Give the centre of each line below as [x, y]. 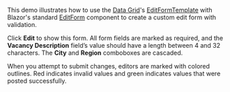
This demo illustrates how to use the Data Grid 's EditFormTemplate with [110, 10]
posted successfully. [37, 81]
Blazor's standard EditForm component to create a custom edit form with [112, 17]
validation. [22, 25]
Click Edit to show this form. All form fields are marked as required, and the [115, 38]
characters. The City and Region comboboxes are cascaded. [95, 53]
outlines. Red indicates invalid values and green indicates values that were [114, 73]
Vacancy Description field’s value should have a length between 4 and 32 [114, 45]
